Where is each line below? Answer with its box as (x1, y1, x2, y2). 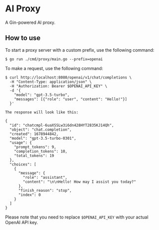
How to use (5, 34, 41, 42)
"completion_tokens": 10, (14, 149, 68, 154)
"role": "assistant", (23, 175, 68, 180)
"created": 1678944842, (9, 131, 58, 137)
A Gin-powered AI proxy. (5, 19, 55, 25)
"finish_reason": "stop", (18, 188, 72, 193)
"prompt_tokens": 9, (14, 145, 56, 150)
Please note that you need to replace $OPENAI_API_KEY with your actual (5, 214, 149, 220)
